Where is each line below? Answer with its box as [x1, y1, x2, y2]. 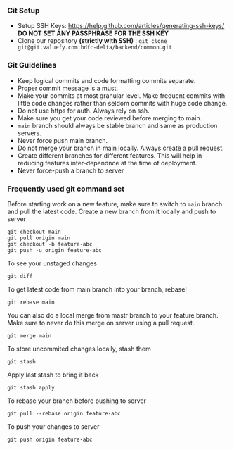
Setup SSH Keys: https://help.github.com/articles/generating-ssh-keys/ [17, 22, 225, 30]
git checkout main [7, 228, 61, 235]
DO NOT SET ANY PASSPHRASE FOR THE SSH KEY [17, 29, 169, 37]
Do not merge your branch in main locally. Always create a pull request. [17, 144, 225, 152]
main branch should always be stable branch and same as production [17, 121, 218, 130]
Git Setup [7, 6, 40, 15]
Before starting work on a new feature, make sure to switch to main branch [7, 199, 223, 208]
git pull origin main [7, 235, 71, 242]
